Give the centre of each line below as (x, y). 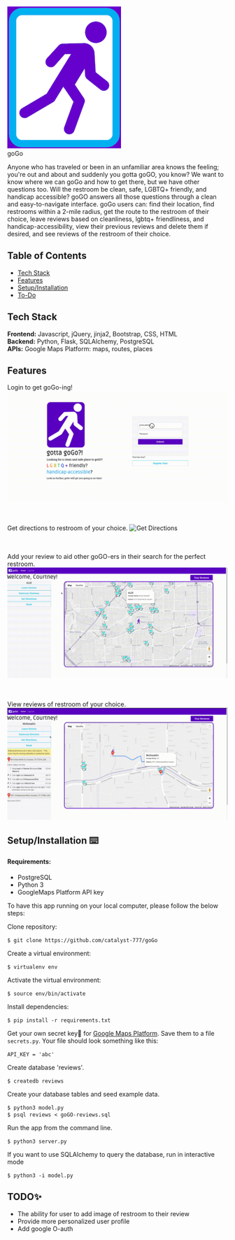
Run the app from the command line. (60, 1127)
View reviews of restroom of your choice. (67, 704)
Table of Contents (47, 256)
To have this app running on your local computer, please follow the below (113, 906)
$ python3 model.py (36, 1108)
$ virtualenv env (33, 967)
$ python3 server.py (37, 1141)
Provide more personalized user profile (73, 1221)
